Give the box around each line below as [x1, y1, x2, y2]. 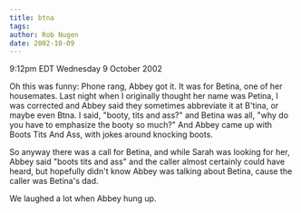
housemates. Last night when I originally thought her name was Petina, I [9, 91, 278, 102]
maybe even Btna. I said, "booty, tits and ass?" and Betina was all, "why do [9, 110, 288, 121]
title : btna [9, 13, 54, 23]
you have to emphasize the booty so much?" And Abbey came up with [9, 120, 273, 131]
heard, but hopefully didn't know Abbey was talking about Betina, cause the [9, 166, 293, 177]
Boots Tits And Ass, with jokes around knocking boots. [9, 129, 213, 140]
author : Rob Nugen [9, 30, 79, 39]
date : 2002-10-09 [9, 38, 75, 48]
